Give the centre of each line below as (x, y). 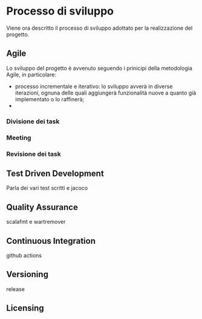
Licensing (25, 308)
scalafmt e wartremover (36, 222)
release (16, 289)
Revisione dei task (34, 154)
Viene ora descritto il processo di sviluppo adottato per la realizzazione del (99, 28)
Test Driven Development (55, 173)
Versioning (27, 274)
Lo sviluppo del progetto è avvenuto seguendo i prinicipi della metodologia (99, 68)
